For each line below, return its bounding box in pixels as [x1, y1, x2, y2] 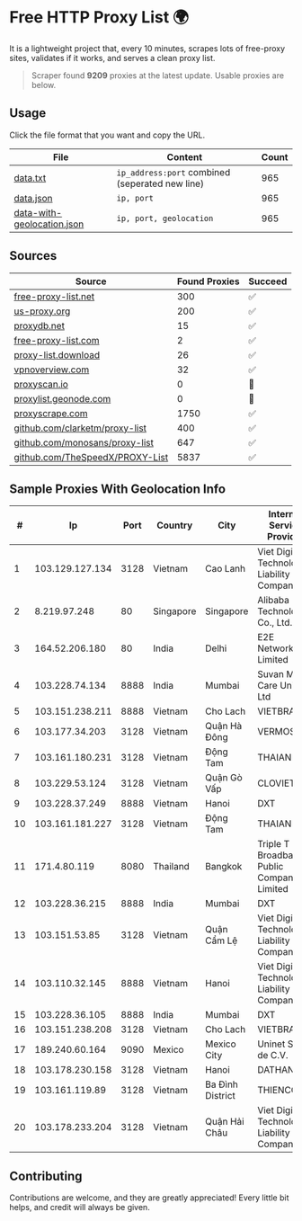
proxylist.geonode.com [13, 392, 111, 405]
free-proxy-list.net [13, 290, 95, 302]
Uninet [257, 1038, 286, 1050]
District [205, 1090, 236, 1102]
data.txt [13, 172, 47, 184]
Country [156, 519, 193, 531]
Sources [9, 248, 58, 263]
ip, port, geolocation [116, 213, 214, 223]
